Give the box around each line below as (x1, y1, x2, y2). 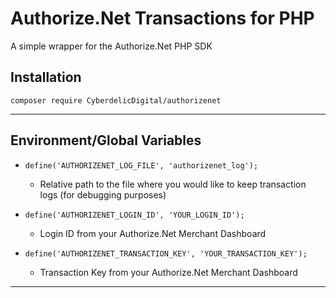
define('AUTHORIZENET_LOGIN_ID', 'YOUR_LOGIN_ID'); (24, 210, 245, 220)
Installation (10, 69, 82, 86)
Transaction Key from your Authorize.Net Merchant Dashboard (39, 266, 298, 278)
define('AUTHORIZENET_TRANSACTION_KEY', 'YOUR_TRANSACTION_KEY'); (24, 248, 308, 259)
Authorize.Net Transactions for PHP (10, 7, 315, 30)
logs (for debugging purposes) (39, 188, 167, 201)
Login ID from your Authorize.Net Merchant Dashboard (39, 227, 267, 239)
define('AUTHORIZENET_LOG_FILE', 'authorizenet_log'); (24, 160, 259, 171)
